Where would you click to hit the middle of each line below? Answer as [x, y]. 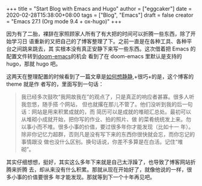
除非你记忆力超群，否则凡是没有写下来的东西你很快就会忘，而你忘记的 [108, 134]
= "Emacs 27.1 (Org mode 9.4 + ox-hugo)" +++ [64, 21]
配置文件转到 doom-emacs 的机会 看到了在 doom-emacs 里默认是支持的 [94, 56]
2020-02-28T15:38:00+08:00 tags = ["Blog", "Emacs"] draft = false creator [100, 15]
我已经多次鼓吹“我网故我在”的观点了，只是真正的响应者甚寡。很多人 [105, 97]
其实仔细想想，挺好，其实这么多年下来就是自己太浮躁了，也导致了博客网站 [98, 162]
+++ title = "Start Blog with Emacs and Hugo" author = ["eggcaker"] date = [99, 9]
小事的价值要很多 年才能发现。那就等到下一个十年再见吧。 [83, 177]
